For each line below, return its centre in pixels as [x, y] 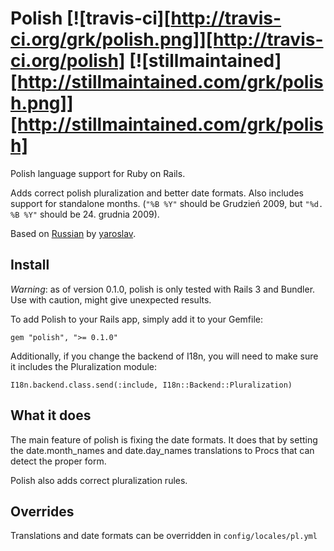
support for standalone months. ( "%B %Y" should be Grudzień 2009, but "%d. [167, 203]
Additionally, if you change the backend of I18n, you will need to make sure [164, 356]
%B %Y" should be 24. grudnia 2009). [85, 214]
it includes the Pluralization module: [84, 366]
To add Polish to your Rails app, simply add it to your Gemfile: [137, 319]
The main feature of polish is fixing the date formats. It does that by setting [164, 439]
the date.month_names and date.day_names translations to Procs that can [162, 450]
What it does [51, 415]
